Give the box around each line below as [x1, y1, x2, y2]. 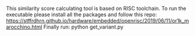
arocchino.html [6, 23, 43, 30]
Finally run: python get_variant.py [43, 23, 124, 30]
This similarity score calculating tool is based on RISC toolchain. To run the [6, 5, 186, 12]
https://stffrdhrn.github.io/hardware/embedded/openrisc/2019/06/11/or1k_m [6, 17, 189, 24]
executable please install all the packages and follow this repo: [6, 11, 157, 18]
